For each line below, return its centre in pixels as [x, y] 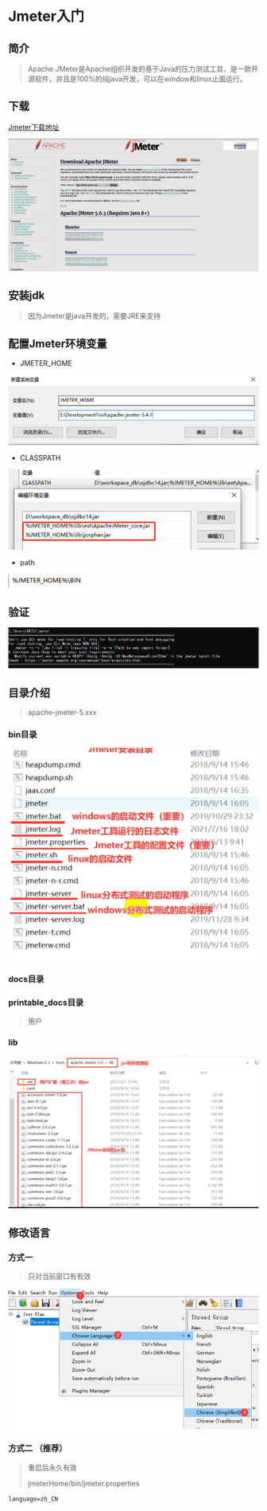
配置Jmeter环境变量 [58, 343]
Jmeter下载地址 [34, 127]
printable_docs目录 [46, 1003]
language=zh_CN [33, 1499]
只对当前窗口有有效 [59, 1277]
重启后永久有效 [52, 1467]
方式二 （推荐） [38, 1449]
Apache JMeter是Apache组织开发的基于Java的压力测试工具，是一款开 [143, 69]
